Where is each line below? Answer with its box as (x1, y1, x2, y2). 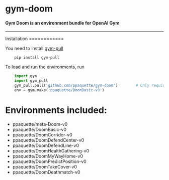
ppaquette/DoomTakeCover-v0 (12, 163, 77, 169)
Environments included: (5, 105, 107, 116)
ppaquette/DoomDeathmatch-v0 (12, 169, 80, 175)
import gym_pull (14, 78, 49, 83)
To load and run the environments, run (5, 64, 84, 70)
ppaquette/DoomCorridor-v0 (12, 131, 73, 138)
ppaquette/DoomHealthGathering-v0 (12, 147, 90, 153)
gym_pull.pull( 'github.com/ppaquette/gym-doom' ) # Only (14, 83, 150, 88)
